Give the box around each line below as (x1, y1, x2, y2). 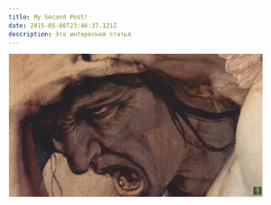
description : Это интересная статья (8, 30, 131, 38)
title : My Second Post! (8, 13, 89, 21)
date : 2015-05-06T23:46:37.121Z (8, 21, 117, 30)
